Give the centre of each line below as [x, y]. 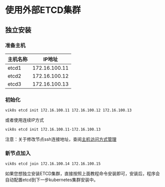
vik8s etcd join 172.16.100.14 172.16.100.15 [53, 164]
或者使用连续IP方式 [25, 120]
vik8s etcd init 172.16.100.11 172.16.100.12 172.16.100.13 [69, 110]
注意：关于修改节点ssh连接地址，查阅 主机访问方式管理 [61, 140]
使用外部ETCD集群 [43, 10]
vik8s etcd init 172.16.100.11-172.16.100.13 [53, 130]
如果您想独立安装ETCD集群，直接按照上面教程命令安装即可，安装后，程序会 [82, 174]
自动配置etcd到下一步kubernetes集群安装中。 [52, 180]
